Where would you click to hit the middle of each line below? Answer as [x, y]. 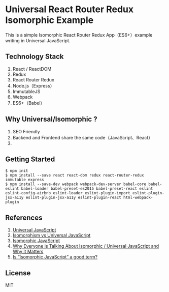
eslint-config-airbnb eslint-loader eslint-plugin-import [68, 193]
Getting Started [30, 159]
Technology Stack [35, 57]
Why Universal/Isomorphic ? [51, 119]
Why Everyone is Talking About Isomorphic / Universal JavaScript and [86, 246]
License [18, 273]
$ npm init [17, 171]
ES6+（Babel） [29, 103]
